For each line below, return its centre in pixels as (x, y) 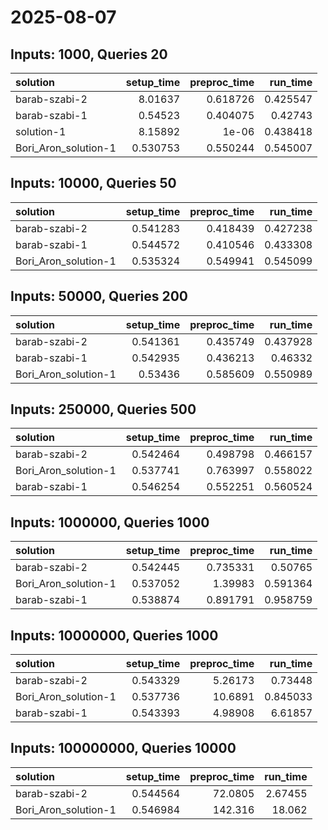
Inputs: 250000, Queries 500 (103, 409)
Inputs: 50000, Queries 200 (99, 296)
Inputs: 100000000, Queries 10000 (123, 748)
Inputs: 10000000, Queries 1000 (114, 635)
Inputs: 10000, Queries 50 (93, 183)
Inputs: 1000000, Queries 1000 (110, 522)
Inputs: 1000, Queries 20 (89, 54)
